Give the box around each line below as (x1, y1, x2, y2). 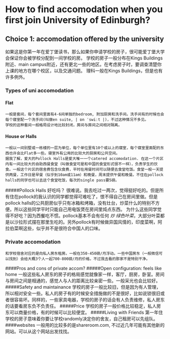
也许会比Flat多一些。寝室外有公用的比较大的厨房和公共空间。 (9, 151, 120, 156)
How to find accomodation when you (5, 4, 163, 15)
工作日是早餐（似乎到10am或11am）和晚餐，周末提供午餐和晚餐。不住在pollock (20, 173, 163, 178)
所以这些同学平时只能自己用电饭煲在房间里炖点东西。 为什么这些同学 (14, 207, 157, 213)
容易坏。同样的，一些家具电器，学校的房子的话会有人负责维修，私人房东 (14, 296, 165, 302)
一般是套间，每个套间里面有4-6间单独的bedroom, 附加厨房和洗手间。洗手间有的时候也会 (5, 112, 164, 117)
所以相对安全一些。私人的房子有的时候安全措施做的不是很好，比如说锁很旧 (5, 290, 160, 296)
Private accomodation (5, 239, 61, 246)
